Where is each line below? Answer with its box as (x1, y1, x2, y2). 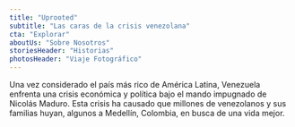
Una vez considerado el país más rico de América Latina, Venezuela (9, 80, 261, 89)
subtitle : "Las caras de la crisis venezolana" (9, 21, 191, 30)
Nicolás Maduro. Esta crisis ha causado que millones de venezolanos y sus (9, 98, 287, 108)
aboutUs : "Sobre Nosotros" (9, 38, 110, 47)
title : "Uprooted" (9, 13, 78, 22)
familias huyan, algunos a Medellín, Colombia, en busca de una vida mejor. (9, 108, 285, 118)
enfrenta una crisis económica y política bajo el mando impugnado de (9, 89, 267, 99)
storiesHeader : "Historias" (9, 47, 115, 55)
